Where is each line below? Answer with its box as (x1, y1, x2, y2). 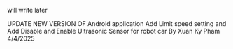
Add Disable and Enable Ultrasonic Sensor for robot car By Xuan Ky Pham (7, 27, 220, 35)
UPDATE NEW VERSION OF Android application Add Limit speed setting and (7, 20, 227, 27)
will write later (7, 6, 48, 14)
